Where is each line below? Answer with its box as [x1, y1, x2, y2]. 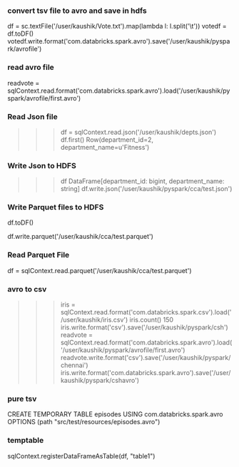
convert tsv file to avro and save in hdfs [7, 6, 148, 16]
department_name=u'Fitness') [60, 143, 150, 151]
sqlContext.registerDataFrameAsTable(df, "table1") [7, 451, 156, 460]
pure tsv [7, 394, 37, 404]
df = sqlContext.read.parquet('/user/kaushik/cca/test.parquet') [7, 266, 192, 274]
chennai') [60, 361, 88, 369]
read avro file [7, 63, 55, 73]
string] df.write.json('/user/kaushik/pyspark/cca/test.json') [60, 185, 233, 193]
